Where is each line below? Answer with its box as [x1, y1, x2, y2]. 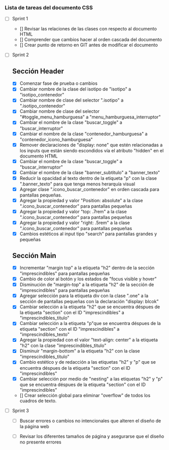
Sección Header [12, 67, 64, 75]
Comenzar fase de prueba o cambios [19, 80, 97, 86]
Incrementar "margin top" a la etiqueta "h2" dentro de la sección [19, 265, 155, 271]
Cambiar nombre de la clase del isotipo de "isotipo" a [19, 86, 131, 92]
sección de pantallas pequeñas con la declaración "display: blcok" [19, 299, 159, 305]
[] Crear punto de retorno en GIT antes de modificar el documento [19, 42, 158, 48]
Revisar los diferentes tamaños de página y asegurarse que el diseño [19, 433, 164, 439]
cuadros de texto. [19, 398, 57, 404]
